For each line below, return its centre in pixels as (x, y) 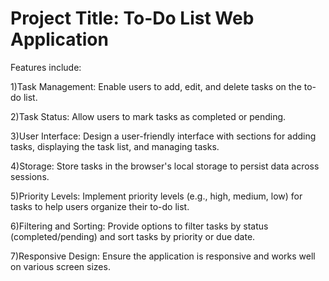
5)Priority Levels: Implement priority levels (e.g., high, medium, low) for (156, 196)
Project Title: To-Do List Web (132, 18)
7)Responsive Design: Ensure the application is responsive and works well (163, 256)
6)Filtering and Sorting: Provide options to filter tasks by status (139, 226)
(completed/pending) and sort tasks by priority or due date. (133, 236)
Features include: (46, 67)
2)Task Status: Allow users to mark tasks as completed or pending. (148, 116)
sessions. (30, 176)
